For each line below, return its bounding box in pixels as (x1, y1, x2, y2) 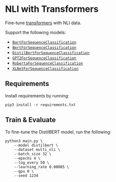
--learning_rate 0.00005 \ (14, 164, 69, 169)
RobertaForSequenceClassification (12, 61, 83, 66)
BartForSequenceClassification (12, 40, 77, 45)
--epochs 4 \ (14, 156, 41, 161)
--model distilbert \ (14, 142, 58, 148)
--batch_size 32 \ (14, 151, 52, 156)
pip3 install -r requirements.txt (5, 102, 76, 107)
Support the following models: (5, 29, 66, 35)
